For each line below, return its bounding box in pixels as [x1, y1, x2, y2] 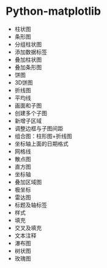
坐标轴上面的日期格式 [14, 140, 68, 147]
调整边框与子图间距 [14, 124, 64, 132]
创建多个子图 [14, 109, 47, 117]
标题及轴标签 [14, 201, 47, 209]
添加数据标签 [14, 48, 47, 56]
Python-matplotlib [6, 4, 101, 18]
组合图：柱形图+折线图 [14, 132, 73, 140]
